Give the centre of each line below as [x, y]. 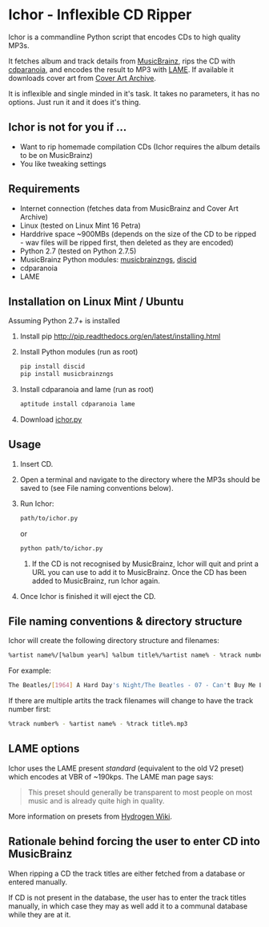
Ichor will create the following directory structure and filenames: [114, 641]
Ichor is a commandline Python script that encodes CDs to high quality [124, 37]
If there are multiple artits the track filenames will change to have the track [131, 701]
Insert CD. [36, 463]
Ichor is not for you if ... [68, 127]
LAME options [44, 749]
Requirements [44, 189]
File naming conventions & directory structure [125, 621]
